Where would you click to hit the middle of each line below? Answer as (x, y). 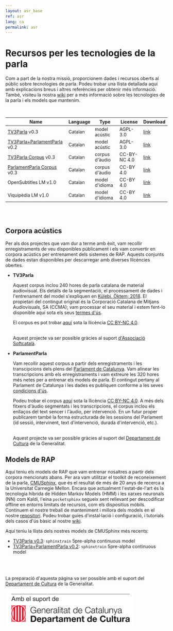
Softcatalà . (24, 343)
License (129, 121)
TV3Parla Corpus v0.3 (31, 157)
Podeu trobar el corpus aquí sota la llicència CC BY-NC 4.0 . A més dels (88, 400)
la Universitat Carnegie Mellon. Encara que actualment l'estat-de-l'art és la (84, 488)
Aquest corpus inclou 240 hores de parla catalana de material (78, 285)
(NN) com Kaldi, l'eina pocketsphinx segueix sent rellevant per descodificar (85, 499)
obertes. (14, 265)
